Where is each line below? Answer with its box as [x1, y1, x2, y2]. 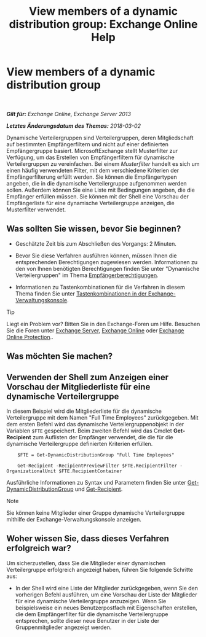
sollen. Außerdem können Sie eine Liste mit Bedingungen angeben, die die [6, 186, 195, 193]
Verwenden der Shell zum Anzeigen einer [6, 372, 169, 382]
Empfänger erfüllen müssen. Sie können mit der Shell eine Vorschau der [6, 192, 189, 200]
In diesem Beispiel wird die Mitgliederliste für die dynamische [6, 407, 162, 415]
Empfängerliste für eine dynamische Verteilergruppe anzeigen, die [6, 199, 175, 206]
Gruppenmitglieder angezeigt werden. [15, 623, 112, 631]
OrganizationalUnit [6, 468, 57, 474]
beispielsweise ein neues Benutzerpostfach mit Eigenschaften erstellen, [15, 604, 198, 611]
